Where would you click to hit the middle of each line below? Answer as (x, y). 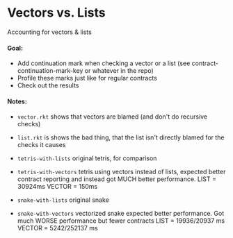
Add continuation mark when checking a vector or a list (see (104, 63)
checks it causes (41, 145)
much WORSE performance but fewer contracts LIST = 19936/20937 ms (121, 221)
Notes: (17, 101)
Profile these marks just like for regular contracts (87, 78)
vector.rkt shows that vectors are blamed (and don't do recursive (112, 117)
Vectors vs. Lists (56, 13)
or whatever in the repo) (119, 71)
